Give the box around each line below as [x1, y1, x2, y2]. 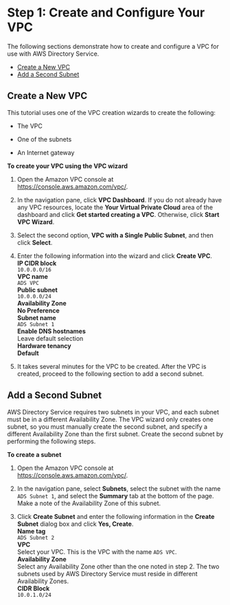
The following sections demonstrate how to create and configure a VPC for [7, 42, 220, 50]
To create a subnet [7, 450, 62, 458]
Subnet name [16, 313, 56, 321]
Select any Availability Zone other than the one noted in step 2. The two [16, 562, 220, 571]
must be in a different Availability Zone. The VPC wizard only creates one [7, 415, 214, 423]
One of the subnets [16, 135, 72, 143]
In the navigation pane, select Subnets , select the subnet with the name [16, 484, 221, 493]
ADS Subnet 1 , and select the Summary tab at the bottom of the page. [16, 491, 214, 500]
